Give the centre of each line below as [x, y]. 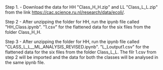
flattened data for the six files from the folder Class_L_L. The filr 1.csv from [81, 52]
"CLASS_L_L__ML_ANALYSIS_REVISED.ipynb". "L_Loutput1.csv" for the [77, 47]
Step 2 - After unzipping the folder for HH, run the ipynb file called [72, 22]
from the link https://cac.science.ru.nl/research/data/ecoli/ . [65, 12]
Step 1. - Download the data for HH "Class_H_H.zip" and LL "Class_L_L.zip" [81, 7]
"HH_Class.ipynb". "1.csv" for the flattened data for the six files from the [78, 27]
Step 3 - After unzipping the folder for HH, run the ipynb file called [72, 42]
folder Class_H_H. [23, 32]
